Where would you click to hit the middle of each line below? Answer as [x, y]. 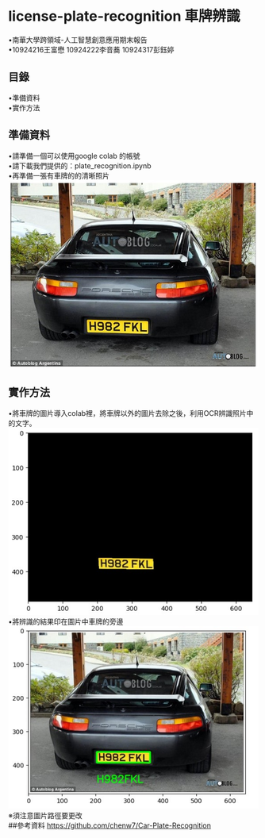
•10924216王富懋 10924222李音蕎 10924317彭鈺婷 [91, 49]
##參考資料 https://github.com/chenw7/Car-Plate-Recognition [110, 825]
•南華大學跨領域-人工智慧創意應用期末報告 [78, 40]
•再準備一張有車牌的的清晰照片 [59, 175]
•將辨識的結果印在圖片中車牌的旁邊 [66, 621]
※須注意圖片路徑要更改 [45, 816]
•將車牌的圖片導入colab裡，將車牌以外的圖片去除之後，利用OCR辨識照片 [128, 413]
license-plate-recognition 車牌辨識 [124, 16]
